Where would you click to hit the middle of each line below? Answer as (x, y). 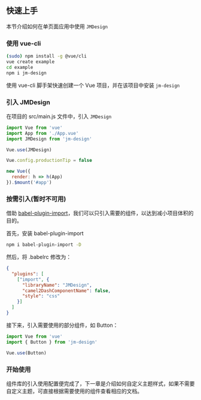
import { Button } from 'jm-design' (52, 342)
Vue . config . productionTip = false (49, 161)
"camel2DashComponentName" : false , (66, 291)
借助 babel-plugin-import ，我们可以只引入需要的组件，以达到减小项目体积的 (100, 213)
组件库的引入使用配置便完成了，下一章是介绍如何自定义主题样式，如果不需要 (100, 383)
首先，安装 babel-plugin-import (45, 233)
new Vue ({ (19, 172)
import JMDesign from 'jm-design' (49, 139)
